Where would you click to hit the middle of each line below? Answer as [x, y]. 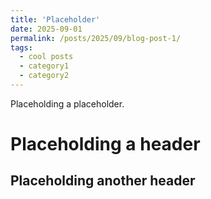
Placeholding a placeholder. [67, 103]
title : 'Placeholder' [55, 19]
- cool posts [46, 57]
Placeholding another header [103, 181]
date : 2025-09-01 [46, 29]
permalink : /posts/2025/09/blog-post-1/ [96, 38]
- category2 [44, 76]
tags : [21, 47]
